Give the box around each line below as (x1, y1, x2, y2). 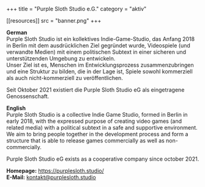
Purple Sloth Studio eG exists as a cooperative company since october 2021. (6, 155, 199, 163)
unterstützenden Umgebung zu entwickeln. (6, 55, 116, 62)
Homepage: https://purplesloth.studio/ (6, 167, 104, 174)
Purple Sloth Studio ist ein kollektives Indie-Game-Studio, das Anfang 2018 (6, 35, 195, 42)
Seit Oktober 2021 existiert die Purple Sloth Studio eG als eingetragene (6, 86, 185, 94)
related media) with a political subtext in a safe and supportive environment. (6, 124, 198, 131)
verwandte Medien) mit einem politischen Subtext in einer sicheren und (6, 48, 187, 56)
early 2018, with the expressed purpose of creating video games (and (6, 117, 182, 125)
